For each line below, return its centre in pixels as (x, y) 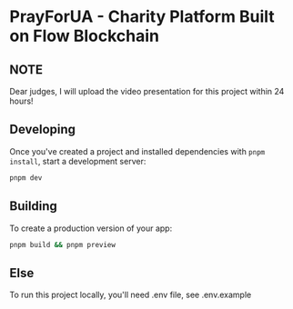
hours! (21, 101)
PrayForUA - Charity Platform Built (142, 17)
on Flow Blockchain (85, 36)
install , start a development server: (78, 161)
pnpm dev (26, 178)
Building (33, 206)
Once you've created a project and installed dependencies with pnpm (137, 151)
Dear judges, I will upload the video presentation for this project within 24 (147, 91)
